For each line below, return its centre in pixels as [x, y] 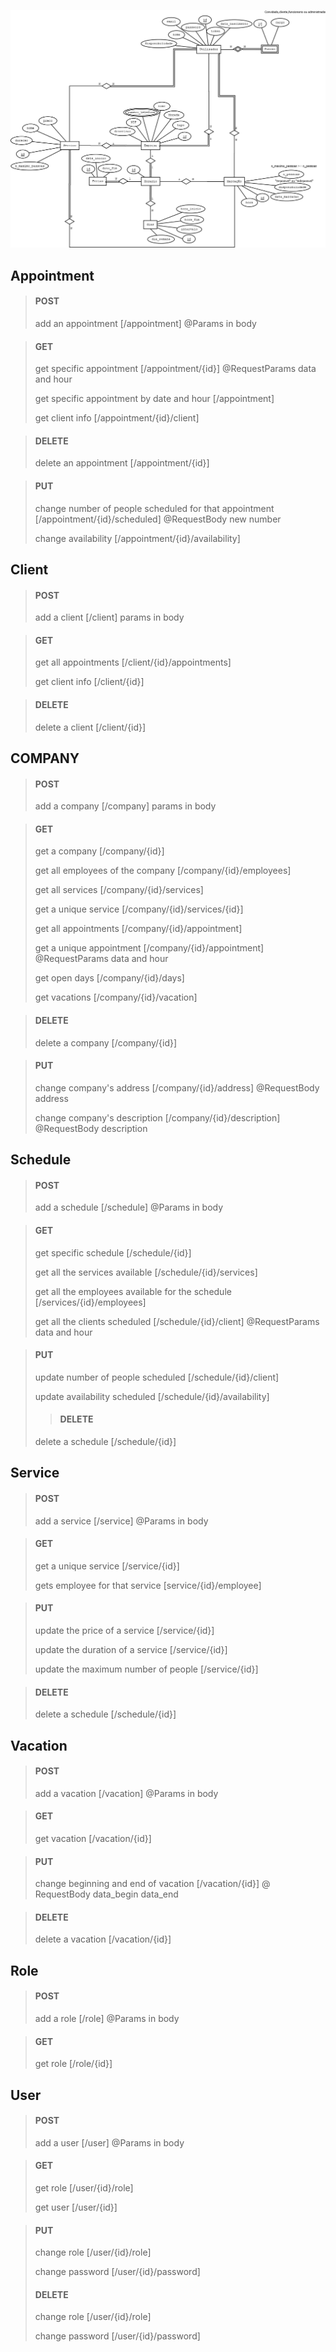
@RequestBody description [91, 1128]
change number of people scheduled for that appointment [154, 508]
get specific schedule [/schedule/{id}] [113, 1252]
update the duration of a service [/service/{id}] [131, 1650]
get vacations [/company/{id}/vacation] [116, 997]
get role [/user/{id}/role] [84, 2188]
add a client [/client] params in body [109, 617]
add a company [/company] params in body [125, 806]
